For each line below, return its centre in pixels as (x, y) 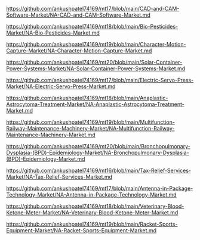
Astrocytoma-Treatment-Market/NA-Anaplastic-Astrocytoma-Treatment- (96, 104)
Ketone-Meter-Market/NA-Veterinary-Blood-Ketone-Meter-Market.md (92, 213)
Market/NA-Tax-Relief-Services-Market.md (59, 177)
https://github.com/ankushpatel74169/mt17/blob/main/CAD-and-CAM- (93, 9)
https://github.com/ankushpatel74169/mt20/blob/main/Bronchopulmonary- (99, 146)
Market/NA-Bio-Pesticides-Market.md (53, 33)
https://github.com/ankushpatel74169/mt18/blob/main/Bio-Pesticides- (92, 27)
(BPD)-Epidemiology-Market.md (46, 159)
